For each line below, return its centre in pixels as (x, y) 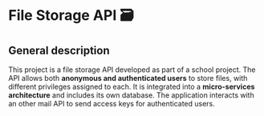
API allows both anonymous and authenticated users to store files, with (128, 78)
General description (59, 50)
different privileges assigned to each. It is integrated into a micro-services (132, 86)
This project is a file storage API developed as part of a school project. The (132, 70)
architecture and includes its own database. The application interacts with (131, 95)
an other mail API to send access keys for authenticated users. (112, 104)
